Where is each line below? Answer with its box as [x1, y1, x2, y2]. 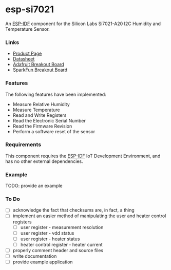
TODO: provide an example [5, 183, 63, 189]
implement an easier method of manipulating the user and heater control [12, 213, 166, 219]
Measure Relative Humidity [12, 101, 70, 107]
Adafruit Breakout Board [12, 61, 64, 68]
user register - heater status [20, 236, 80, 242]
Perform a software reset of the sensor [12, 128, 96, 134]
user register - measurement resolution [20, 224, 104, 230]
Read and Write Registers [12, 112, 67, 118]
